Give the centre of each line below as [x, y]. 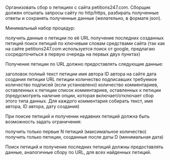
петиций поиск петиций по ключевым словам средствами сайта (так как [85, 43]
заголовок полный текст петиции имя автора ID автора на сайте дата [81, 74]
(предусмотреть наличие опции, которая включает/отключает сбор [80, 96]
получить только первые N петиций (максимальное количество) [76, 131]
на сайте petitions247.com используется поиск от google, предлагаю [80, 49]
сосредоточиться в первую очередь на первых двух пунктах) [73, 54]
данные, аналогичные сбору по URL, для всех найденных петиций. [78, 152]
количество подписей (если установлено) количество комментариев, [82, 85]
